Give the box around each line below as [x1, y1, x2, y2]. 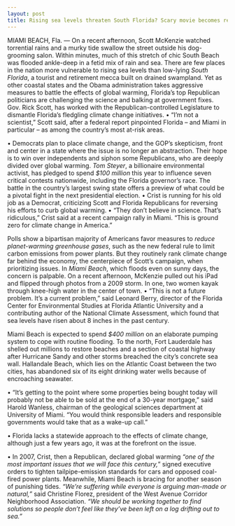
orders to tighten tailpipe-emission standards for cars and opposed [7, 467, 201, 476]
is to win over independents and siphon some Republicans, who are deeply [7, 153, 224, 162]
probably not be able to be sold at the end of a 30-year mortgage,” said [7, 395, 213, 403]
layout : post [7, 10, 45, 18]
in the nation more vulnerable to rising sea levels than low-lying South [7, 66, 208, 74]
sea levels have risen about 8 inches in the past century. [7, 316, 170, 324]
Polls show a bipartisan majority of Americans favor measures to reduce [7, 234, 215, 242]
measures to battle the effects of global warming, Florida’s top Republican [7, 88, 220, 97]
